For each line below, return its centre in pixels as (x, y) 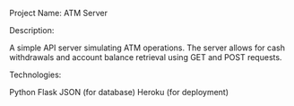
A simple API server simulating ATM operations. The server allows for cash (147, 48)
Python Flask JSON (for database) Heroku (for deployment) (119, 92)
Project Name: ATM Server (58, 13)
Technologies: (35, 75)
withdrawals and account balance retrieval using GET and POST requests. (146, 57)
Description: (32, 30)
